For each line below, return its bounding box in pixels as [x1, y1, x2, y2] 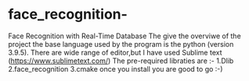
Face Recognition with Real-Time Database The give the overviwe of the [8, 31, 241, 40]
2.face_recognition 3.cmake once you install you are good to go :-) [8, 64, 223, 73]
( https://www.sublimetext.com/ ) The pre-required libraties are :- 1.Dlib [8, 56, 234, 65]
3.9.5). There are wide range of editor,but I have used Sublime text [8, 48, 222, 57]
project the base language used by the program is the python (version [8, 39, 234, 48]
